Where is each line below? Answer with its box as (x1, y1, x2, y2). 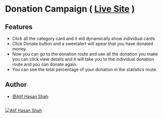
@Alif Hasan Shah (12, 93, 49, 99)
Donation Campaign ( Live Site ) (5, 3, 135, 15)
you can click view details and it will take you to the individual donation (12, 56, 154, 62)
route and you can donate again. (12, 62, 77, 67)
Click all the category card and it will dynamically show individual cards (12, 35, 155, 41)
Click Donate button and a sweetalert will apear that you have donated (12, 41, 153, 47)
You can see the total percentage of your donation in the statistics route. (12, 67, 157, 72)
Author (5, 81, 27, 89)
